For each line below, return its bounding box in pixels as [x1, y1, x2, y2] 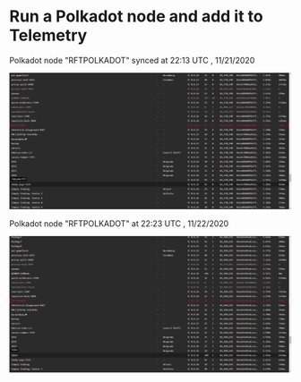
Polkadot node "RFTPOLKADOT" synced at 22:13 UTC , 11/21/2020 [9, 55, 255, 65]
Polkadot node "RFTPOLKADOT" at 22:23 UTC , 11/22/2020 [9, 218, 229, 229]
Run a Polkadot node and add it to [9, 6, 263, 27]
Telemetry [9, 25, 88, 46]
